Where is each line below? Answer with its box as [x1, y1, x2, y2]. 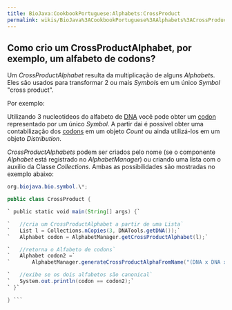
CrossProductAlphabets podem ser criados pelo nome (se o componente [7, 148, 216, 156]
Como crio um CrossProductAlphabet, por [7, 42, 192, 54]
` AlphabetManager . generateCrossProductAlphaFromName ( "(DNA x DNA [7, 259, 221, 266]
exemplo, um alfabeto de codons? [7, 52, 156, 64]
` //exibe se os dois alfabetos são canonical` [7, 271, 153, 278]
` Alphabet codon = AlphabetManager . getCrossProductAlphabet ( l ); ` [7, 233, 209, 240]
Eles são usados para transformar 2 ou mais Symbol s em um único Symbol [7, 79, 221, 87]
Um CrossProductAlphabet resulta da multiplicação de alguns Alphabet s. [7, 71, 215, 79]
